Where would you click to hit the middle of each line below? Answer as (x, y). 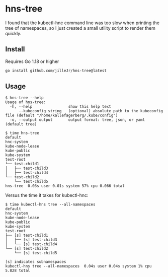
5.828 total (18, 271)
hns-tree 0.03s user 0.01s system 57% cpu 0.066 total (65, 186)
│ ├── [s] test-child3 (31, 240)
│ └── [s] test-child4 (31, 244)
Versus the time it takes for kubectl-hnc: (47, 195)
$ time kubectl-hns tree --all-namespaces (50, 204)
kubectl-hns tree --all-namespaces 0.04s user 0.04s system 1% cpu (78, 266)
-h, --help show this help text (61, 107)
